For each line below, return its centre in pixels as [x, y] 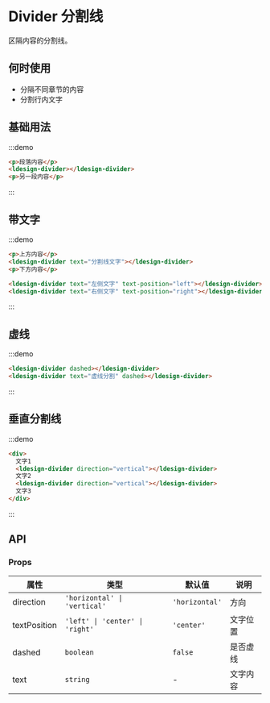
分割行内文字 [41, 99]
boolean [79, 652]
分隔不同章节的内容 [52, 89]
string [77, 679]
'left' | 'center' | [104, 621]
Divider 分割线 [56, 17]
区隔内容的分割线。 [40, 40]
